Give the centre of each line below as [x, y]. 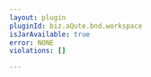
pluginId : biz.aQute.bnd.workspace [76, 26]
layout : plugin [38, 17]
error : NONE [31, 43]
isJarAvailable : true [50, 34]
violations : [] [38, 51]
